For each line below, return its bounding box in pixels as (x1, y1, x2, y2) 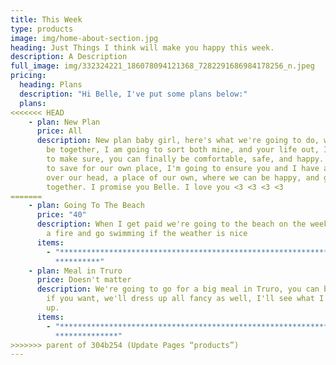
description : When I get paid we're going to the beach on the (36, 219, 307, 230)
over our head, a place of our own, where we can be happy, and (46, 172, 320, 183)
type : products (10, 24, 74, 34)
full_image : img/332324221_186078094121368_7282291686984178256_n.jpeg (10, 61, 315, 71)
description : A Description (10, 52, 128, 62)
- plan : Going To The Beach (28, 201, 145, 211)
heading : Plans (19, 80, 83, 90)
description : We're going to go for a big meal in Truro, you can (36, 284, 320, 295)
